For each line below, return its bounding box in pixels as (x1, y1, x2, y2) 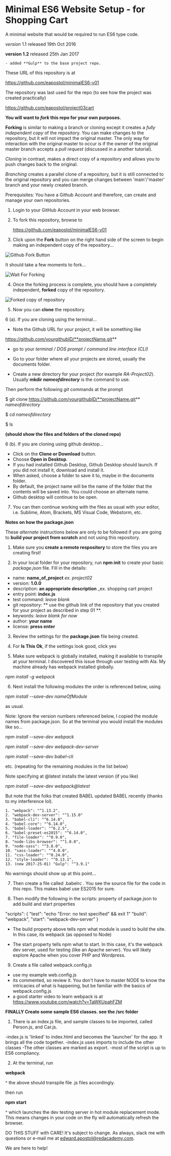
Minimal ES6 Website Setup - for (5, 4, 146, 15)
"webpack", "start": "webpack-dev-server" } (5, 916, 99, 922)
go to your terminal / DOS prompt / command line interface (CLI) (12, 346, 149, 352)
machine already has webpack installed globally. (12, 664, 115, 670)
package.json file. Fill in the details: (12, 565, 87, 571)
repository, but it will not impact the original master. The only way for (5, 135, 150, 141)
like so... (5, 724, 23, 730)
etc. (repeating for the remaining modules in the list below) (5, 763, 128, 769)
